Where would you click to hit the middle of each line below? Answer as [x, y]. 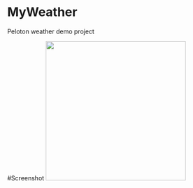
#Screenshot [26, 178]
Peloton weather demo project [51, 31]
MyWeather [42, 12]
